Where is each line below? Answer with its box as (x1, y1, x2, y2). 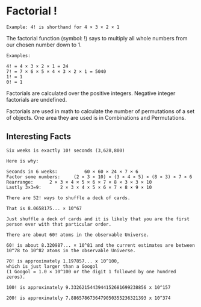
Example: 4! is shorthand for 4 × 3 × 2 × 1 (6, 24, 120, 30)
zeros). (6, 274, 26, 280)
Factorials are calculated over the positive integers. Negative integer (6, 89, 176, 97)
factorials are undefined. (6, 96, 67, 103)
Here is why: (6, 158, 39, 164)
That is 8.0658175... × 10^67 (6, 205, 82, 211)
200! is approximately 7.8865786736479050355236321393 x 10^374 (6, 295, 171, 301)
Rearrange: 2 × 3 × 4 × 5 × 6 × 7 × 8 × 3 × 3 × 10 (6, 179, 152, 185)
